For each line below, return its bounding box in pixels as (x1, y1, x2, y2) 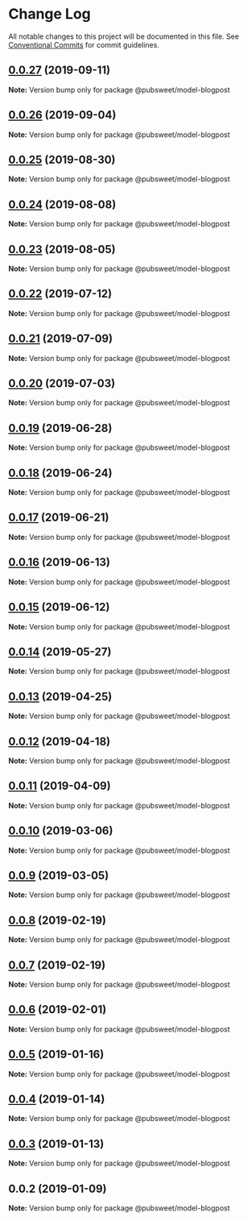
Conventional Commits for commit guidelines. (8, 39, 159, 49)
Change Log (8, 5, 91, 23)
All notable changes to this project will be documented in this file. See (8, 31, 240, 41)
